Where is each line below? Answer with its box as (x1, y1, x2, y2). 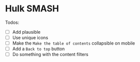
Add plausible (12, 29, 41, 35)
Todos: (5, 19, 19, 25)
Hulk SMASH (5, 3, 59, 14)
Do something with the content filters (12, 52, 88, 58)
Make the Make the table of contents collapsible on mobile (12, 40, 136, 46)
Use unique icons (12, 35, 49, 40)
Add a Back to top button (12, 46, 65, 52)
